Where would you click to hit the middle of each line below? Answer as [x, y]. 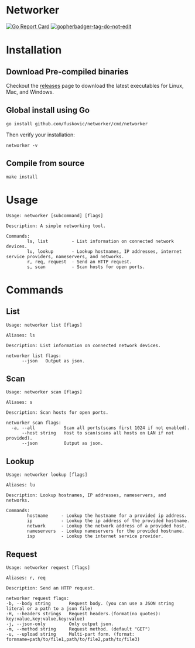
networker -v [22, 145]
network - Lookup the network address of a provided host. [107, 526]
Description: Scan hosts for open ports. [57, 413]
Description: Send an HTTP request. [51, 588]
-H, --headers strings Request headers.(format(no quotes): [83, 613]
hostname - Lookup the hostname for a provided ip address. [107, 516]
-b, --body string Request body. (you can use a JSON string [90, 604]
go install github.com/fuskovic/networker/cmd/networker [77, 124]
